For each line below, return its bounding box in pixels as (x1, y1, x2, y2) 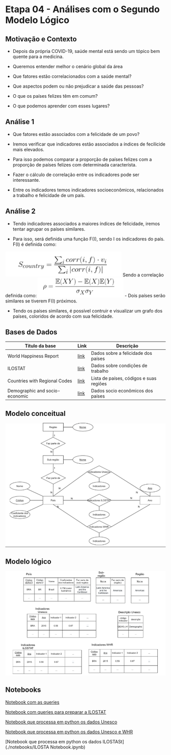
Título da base (24, 343, 56, 349)
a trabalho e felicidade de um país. (12, 192, 85, 198)
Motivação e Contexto (5, 35, 77, 43)
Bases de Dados (5, 328, 58, 337)
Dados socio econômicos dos (91, 387, 153, 394)
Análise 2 (5, 207, 36, 216)
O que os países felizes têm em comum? (12, 93, 98, 99)
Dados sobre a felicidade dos (91, 350, 153, 356)
